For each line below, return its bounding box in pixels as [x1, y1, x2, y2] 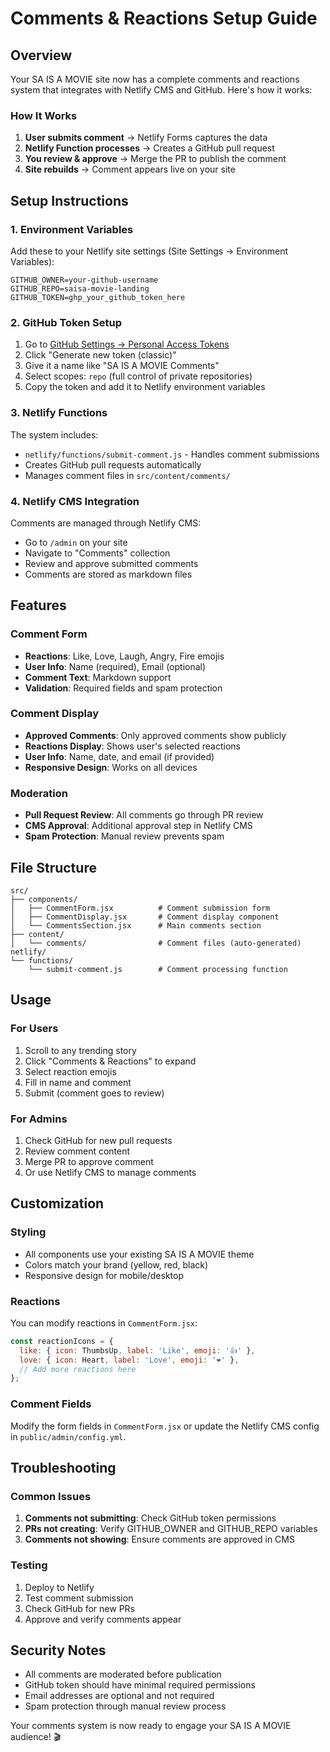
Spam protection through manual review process [24, 1700, 227, 1712]
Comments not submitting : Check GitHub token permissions [24, 1512, 277, 1524]
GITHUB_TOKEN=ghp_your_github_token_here [10, 292, 186, 302]
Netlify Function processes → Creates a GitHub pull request [24, 142, 275, 154]
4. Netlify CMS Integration [10, 494, 140, 508]
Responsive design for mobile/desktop [24, 1269, 184, 1281]
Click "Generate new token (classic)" [24, 349, 177, 361]
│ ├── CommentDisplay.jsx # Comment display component [10, 912, 280, 922]
